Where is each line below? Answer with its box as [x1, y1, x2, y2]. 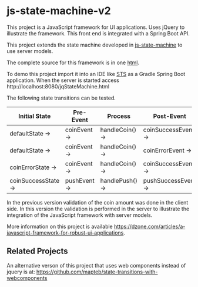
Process [107, 112, 131, 120]
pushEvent [65, 176, 95, 184]
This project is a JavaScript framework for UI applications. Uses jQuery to [6, 24, 185, 31]
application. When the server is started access [6, 77, 119, 84]
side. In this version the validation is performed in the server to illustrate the [6, 205, 190, 212]
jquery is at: [6, 268, 35, 275]
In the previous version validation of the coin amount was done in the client [6, 199, 189, 206]
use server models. [6, 47, 53, 54]
